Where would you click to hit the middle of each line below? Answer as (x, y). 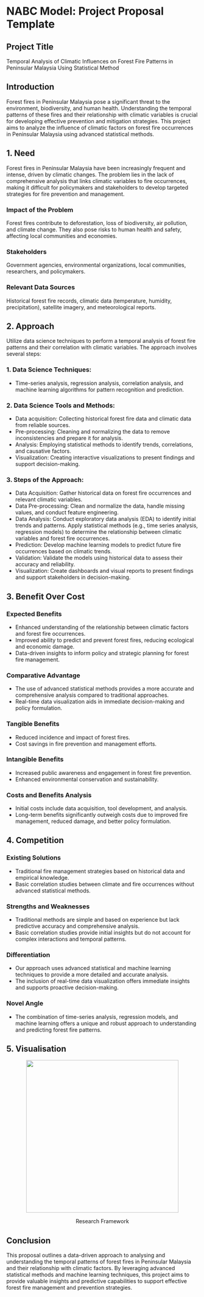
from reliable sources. (43, 425)
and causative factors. (43, 451)
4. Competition (35, 840)
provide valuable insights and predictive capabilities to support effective (97, 1281)
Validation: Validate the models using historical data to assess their (99, 558)
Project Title (30, 47)
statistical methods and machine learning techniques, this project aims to (98, 1275)
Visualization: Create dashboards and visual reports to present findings (104, 571)
